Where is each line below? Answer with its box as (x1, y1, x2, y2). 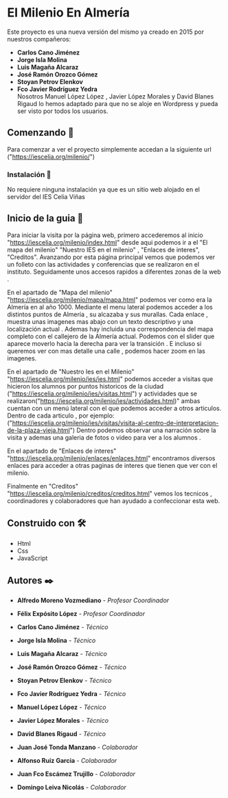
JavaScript (16, 553, 48, 562)
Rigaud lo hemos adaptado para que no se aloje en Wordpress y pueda (16, 99, 218, 108)
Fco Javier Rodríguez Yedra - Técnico (16, 690, 126, 698)
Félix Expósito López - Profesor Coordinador (16, 610, 146, 618)
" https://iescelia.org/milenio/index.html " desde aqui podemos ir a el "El (7, 238, 208, 246)
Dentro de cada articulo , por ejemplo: (7, 411, 115, 420)
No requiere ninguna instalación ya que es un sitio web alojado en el (7, 185, 201, 194)
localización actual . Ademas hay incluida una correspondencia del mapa (7, 325, 214, 333)
